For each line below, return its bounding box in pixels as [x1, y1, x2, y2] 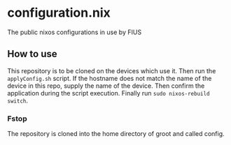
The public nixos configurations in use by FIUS [7, 28, 142, 36]
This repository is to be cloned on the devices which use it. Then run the [7, 66, 216, 75]
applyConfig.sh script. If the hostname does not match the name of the [7, 74, 212, 82]
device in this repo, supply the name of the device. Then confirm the [7, 82, 205, 90]
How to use [7, 48, 57, 60]
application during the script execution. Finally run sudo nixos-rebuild [7, 89, 210, 97]
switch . [7, 96, 28, 105]
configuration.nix [7, 5, 111, 21]
